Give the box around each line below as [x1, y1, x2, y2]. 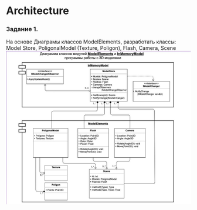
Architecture [6, 4, 69, 18]
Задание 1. [6, 25, 38, 33]
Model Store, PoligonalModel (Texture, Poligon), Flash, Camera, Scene [6, 45, 176, 52]
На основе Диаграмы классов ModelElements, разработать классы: [6, 38, 176, 45]
